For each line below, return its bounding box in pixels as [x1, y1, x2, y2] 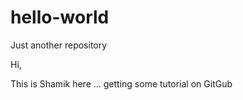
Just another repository [10, 39, 108, 51]
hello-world [10, 6, 110, 29]
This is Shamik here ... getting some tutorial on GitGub [10, 77, 233, 90]
